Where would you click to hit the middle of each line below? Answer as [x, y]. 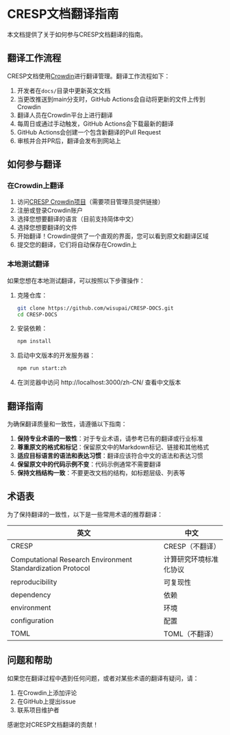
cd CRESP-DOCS [37, 314]
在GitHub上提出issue [47, 701]
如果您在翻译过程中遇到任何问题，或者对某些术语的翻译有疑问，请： [103, 678]
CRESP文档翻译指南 [63, 14]
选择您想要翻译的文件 [47, 228]
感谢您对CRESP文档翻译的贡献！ [53, 724]
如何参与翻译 [34, 164]
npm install [34, 341]
